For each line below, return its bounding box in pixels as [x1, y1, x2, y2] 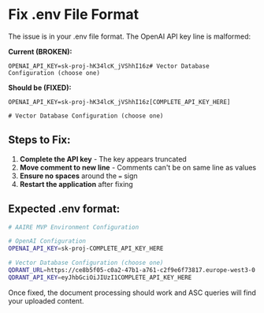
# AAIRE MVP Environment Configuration [8, 223, 139, 231]
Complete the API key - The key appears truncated [19, 154, 187, 163]
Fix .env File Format [8, 6, 139, 24]
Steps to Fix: [8, 133, 71, 147]
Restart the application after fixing [19, 179, 134, 188]
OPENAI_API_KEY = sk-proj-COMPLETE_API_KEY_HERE [8, 244, 164, 253]
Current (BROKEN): [8, 47, 73, 56]
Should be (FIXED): [8, 83, 72, 92]
